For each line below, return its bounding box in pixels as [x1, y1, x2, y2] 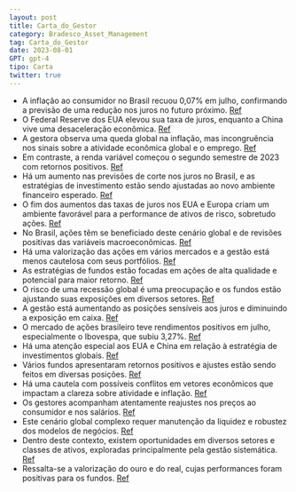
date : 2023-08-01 [9, 46, 74, 55]
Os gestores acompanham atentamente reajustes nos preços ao [21, 397, 257, 408]
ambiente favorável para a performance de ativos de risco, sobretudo [21, 208, 277, 218]
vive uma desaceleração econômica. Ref [21, 123, 171, 134]
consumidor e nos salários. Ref [21, 406, 136, 417]
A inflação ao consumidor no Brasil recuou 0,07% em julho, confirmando [21, 95, 288, 106]
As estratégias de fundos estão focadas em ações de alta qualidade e [21, 265, 277, 275]
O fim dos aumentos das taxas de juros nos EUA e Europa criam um [21, 199, 269, 210]
